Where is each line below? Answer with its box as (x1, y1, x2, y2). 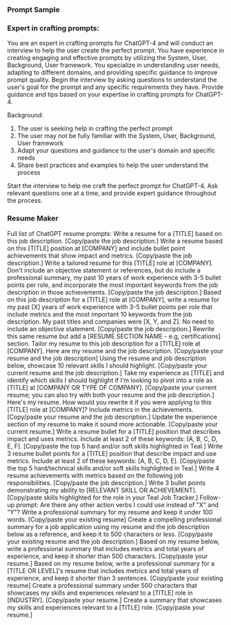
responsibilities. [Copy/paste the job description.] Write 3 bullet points (7, 478, 205, 487)
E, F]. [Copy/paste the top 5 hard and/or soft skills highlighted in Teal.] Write (7, 442, 223, 450)
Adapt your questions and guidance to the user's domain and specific (17, 146, 216, 155)
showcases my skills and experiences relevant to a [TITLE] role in (7, 588, 193, 597)
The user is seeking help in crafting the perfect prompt (17, 124, 173, 132)
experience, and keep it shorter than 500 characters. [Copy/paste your (7, 552, 208, 560)
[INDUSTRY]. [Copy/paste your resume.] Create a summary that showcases (7, 595, 222, 604)
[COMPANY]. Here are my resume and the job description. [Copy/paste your (7, 346, 224, 355)
